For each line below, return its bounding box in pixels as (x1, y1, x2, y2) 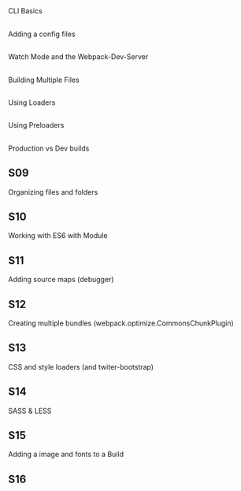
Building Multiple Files (8, 75, 80, 84)
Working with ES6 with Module (8, 231, 108, 240)
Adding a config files (8, 29, 76, 39)
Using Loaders (8, 98, 56, 107)
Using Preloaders (8, 121, 65, 130)
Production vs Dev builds (8, 143, 90, 153)
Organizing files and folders (8, 187, 98, 196)
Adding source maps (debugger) (8, 275, 114, 285)
